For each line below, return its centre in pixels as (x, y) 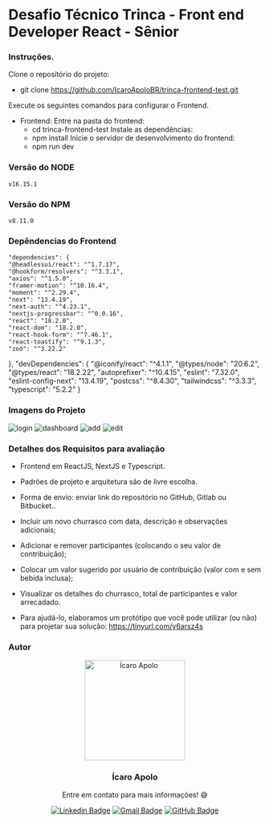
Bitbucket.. (38, 505)
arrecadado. (40, 602)
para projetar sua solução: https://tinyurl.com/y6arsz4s (111, 626)
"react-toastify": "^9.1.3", (57, 342)
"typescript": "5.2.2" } (45, 389)
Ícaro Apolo (135, 777)
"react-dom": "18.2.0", (48, 328)
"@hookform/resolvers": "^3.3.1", (66, 272)
